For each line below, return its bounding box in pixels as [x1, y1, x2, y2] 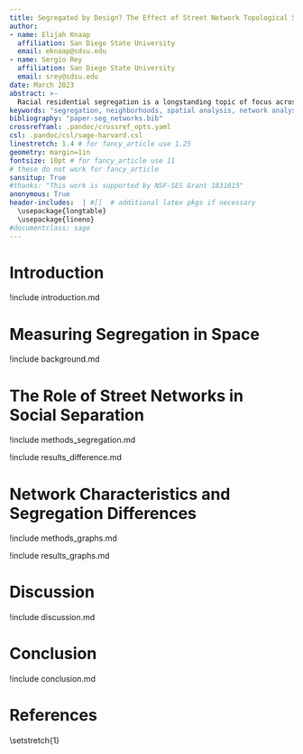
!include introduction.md [9, 292, 101, 303]
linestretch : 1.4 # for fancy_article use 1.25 [9, 139, 192, 148]
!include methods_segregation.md [9, 435, 136, 446]
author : [9, 22, 39, 31]
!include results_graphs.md [9, 551, 110, 561]
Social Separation [9, 404, 144, 425]
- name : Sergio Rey [9, 55, 83, 64]
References [9, 705, 97, 726]
